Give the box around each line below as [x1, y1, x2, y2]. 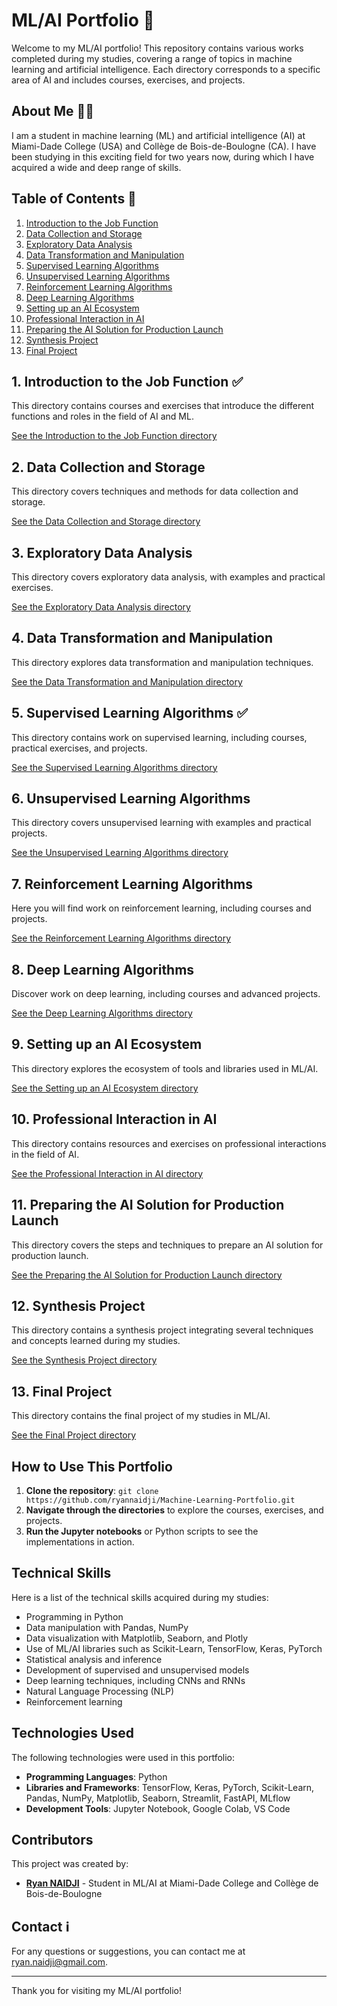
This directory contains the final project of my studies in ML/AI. [11, 1410, 271, 1422]
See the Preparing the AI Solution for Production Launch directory [11, 1269, 283, 1281]
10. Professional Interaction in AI [11, 1111, 218, 1128]
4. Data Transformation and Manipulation [11, 630, 273, 647]
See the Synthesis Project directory [11, 1354, 158, 1366]
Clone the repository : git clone [25, 1484, 159, 1496]
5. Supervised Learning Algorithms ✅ [11, 705, 249, 722]
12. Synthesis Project [11, 1297, 146, 1314]
